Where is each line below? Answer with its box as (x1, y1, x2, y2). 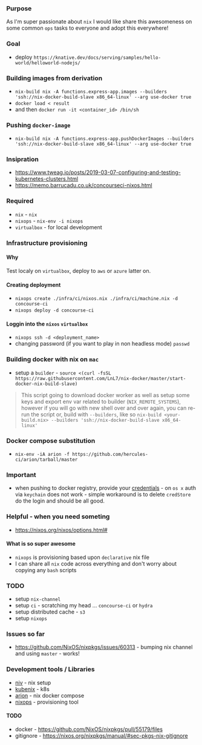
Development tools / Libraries (6, 665, 95, 673)
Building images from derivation (6, 74, 103, 82)
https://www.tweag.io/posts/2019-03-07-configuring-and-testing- (15, 169, 181, 176)
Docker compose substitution (6, 436, 96, 445)
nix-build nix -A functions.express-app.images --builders (15, 89, 168, 95)
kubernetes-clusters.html (15, 175, 79, 182)
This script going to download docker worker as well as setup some (21, 391, 190, 398)
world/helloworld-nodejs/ (15, 59, 80, 66)
